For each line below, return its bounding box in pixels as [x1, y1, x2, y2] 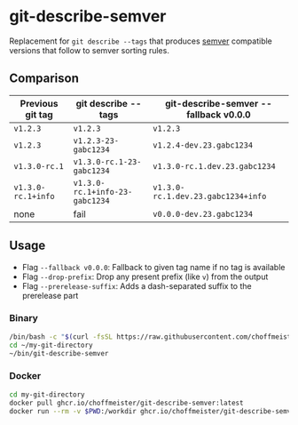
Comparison [9, 71, 80, 86]
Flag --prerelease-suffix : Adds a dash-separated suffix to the [21, 280, 252, 291]
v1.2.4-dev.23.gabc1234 [153, 140, 254, 150]
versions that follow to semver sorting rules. [9, 44, 170, 55]
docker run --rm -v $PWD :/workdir [9, 406, 137, 415]
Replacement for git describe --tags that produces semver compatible [9, 36, 273, 46]
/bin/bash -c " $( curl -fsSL [9, 332, 114, 341]
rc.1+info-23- [73, 187, 133, 196]
